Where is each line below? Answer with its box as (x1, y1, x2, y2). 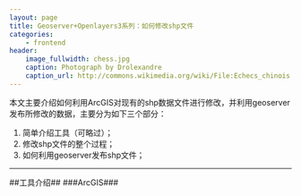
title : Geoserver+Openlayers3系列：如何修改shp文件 (9, 21, 194, 30)
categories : (9, 30, 54, 38)
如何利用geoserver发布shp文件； (21, 149, 145, 160)
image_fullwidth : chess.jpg (25, 55, 130, 64)
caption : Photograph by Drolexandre (25, 64, 163, 72)
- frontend (25, 38, 66, 47)
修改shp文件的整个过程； (21, 138, 116, 149)
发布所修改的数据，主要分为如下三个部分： (9, 108, 167, 119)
